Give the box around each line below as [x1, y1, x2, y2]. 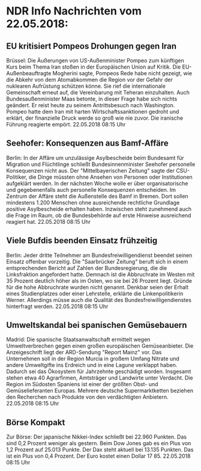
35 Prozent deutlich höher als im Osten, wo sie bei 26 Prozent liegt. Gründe [6, 277, 192, 284]
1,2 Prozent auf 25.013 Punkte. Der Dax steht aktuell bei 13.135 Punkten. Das [6, 446, 194, 454]
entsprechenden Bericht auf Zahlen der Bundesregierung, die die [6, 264, 167, 271]
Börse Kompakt [6, 417, 65, 428]
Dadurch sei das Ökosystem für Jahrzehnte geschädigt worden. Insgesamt [6, 368, 191, 375]
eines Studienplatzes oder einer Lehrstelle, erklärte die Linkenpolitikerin [6, 290, 184, 297]
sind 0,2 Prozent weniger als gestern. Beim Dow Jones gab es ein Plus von [6, 440, 191, 447]
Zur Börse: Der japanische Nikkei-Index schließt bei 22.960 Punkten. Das [6, 433, 187, 440]
